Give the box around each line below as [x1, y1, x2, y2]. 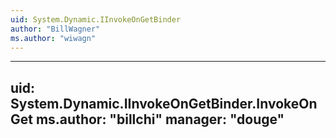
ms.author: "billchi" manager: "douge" [35, 111, 285, 128]
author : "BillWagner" [10, 24, 101, 34]
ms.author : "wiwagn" [10, 33, 97, 43]
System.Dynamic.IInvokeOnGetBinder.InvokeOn [10, 95, 318, 112]
